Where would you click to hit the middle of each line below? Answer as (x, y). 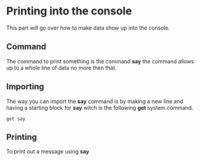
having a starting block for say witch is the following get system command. (100, 107)
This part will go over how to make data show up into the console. (88, 28)
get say (16, 119)
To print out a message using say (48, 151)
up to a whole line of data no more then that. (61, 68)
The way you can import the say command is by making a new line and (95, 101)
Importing (25, 87)
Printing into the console (69, 11)
